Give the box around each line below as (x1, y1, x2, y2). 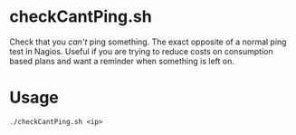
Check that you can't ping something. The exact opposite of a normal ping (9, 36, 287, 47)
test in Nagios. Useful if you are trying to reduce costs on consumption (9, 45, 273, 56)
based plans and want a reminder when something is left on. (9, 55, 235, 66)
